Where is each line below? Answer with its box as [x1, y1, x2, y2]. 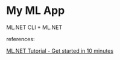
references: [6, 35, 35, 42]
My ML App [6, 4, 65, 18]
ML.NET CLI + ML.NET [6, 24, 63, 31]
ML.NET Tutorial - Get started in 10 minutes [6, 47, 113, 55]
